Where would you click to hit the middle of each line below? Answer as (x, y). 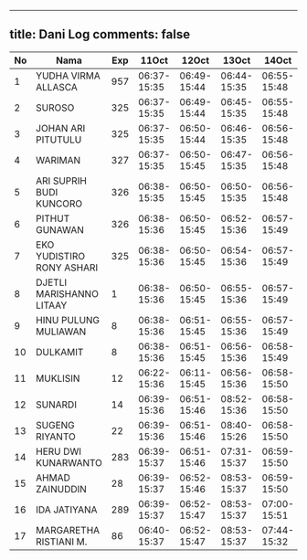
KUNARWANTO (69, 462)
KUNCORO (59, 204)
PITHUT (53, 218)
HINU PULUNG (68, 320)
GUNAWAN (60, 229)
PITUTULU (59, 140)
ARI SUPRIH (61, 181)
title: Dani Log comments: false (100, 34)
